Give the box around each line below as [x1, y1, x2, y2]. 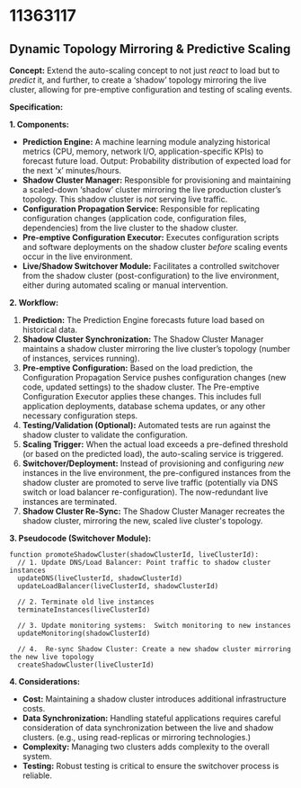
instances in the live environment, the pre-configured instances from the [22, 468, 291, 478]
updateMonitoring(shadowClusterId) [17, 629, 151, 638]
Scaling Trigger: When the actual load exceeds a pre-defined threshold [22, 439, 288, 450]
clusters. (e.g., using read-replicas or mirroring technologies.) [22, 732, 252, 742]
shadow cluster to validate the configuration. [22, 429, 189, 440]
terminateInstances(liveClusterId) [17, 605, 151, 614]
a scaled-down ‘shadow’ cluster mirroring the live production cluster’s [22, 184, 281, 194]
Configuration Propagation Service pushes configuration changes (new [22, 372, 287, 382]
